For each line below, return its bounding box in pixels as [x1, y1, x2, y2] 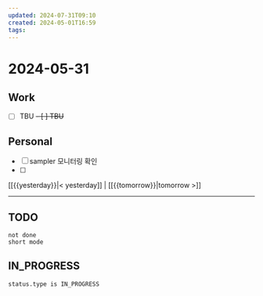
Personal [8, 135, 53, 148]
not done [8, 232, 37, 240]
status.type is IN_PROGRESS [8, 280, 100, 288]
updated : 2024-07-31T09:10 [8, 11, 96, 20]
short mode [8, 238, 44, 247]
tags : [8, 26, 26, 34]
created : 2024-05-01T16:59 [8, 19, 96, 27]
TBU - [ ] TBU [19, 111, 64, 121]
